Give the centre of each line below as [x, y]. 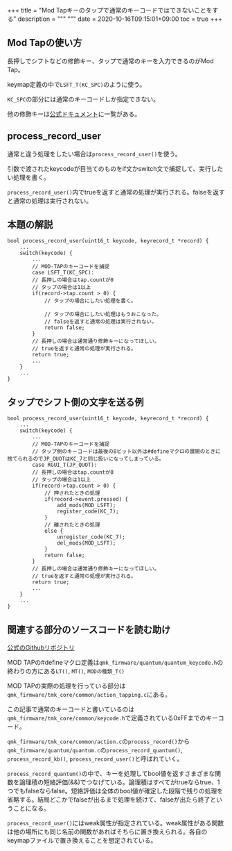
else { [54, 531]
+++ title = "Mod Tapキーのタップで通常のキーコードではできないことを [110, 10]
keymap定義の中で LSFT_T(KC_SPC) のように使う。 [77, 84]
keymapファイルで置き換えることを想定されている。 [82, 841]
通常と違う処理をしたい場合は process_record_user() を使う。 [94, 154]
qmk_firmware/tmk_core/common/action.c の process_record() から [99, 741]
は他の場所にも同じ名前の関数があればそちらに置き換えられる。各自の [107, 832]
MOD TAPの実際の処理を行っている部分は [66, 686]
